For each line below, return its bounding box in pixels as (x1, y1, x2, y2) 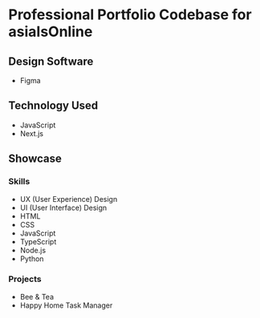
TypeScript (19, 236, 57, 246)
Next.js (19, 128, 44, 138)
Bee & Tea (19, 292, 55, 301)
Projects (8, 274, 42, 285)
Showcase (8, 152, 63, 166)
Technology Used (8, 99, 99, 113)
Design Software (8, 54, 94, 68)
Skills (8, 176, 30, 187)
